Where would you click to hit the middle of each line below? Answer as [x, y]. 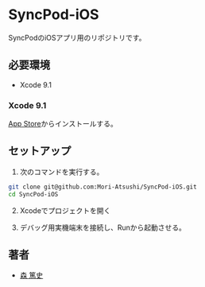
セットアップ [40, 151]
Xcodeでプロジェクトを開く [65, 210]
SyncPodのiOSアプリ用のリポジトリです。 [77, 37]
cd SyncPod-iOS [33, 194]
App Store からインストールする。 [63, 124]
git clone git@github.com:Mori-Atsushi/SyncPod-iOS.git [102, 187]
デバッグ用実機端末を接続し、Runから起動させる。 [103, 227]
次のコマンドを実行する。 [62, 172]
